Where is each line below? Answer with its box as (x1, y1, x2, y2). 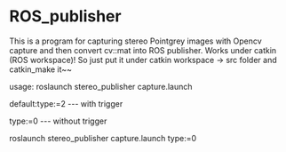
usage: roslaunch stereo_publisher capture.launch (9, 81, 193, 92)
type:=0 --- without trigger (9, 116, 107, 126)
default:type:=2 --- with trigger (9, 98, 123, 108)
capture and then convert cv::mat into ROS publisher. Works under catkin (9, 44, 277, 55)
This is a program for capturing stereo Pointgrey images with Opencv (9, 36, 262, 46)
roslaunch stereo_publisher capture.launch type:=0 (9, 132, 197, 143)
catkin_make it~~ (9, 64, 73, 75)
